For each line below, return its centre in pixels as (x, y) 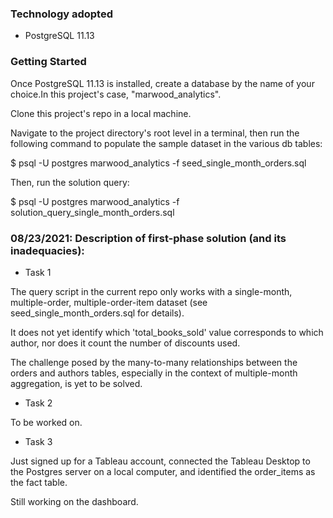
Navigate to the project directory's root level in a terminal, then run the (155, 133)
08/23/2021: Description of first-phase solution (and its (148, 238)
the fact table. (39, 482)
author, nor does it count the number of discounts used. (125, 343)
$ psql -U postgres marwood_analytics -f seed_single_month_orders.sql (158, 163)
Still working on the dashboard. (74, 501)
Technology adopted (61, 14)
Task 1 (38, 272)
